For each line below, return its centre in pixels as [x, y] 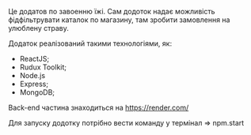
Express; [34, 84]
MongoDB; [37, 92]
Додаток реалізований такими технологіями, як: [90, 43]
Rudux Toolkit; [43, 67]
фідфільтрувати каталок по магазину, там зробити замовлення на [119, 20]
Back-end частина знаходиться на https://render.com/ [99, 107]
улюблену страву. [38, 28]
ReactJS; [34, 59]
